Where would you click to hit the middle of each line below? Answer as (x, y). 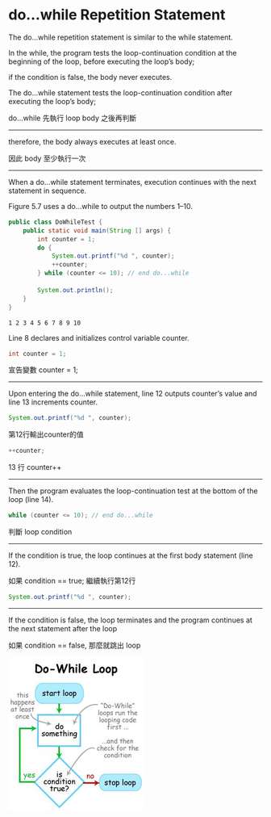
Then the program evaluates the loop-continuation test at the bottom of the (133, 491)
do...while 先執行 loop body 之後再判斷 (73, 118)
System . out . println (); (75, 290)
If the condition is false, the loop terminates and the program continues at (130, 620)
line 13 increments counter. (53, 402)
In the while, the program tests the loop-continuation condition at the (123, 52)
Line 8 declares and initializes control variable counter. (99, 337)
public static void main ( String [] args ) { (97, 230)
